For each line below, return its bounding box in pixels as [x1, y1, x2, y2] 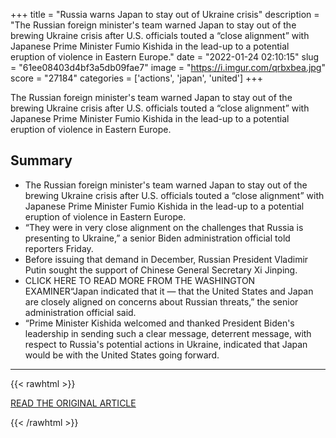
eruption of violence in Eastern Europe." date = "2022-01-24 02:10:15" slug [10, 51, 320, 63]
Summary [10, 152, 73, 169]
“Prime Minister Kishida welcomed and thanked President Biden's [24, 317, 295, 329]
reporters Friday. [24, 242, 94, 254]
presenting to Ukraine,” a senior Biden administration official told [24, 232, 291, 244]
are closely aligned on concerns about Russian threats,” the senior [24, 295, 299, 308]
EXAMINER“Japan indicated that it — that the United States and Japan [24, 285, 314, 297]
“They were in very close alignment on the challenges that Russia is [24, 221, 304, 233]
